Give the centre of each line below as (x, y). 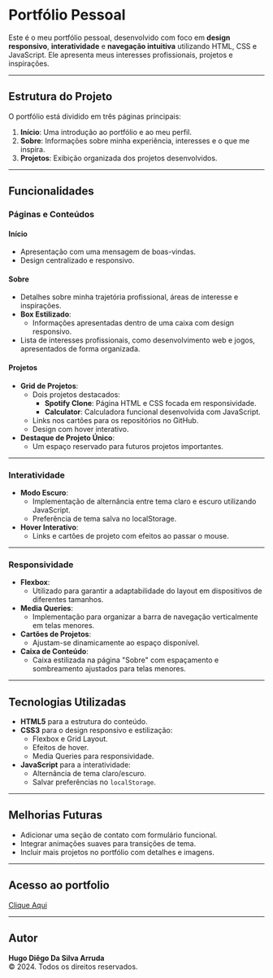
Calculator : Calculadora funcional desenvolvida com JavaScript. (153, 412)
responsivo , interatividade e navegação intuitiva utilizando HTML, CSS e (133, 46)
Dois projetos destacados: (76, 394)
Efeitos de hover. (61, 748)
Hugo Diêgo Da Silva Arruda (56, 958)
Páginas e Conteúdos (52, 215)
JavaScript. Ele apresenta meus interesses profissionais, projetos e (121, 55)
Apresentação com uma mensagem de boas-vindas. (108, 252)
